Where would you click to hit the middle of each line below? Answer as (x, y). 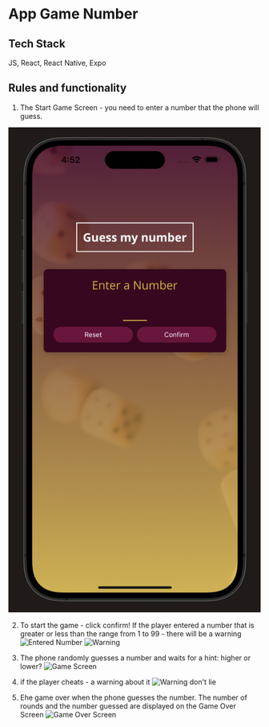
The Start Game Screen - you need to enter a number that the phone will (139, 107)
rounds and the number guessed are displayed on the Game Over (128, 706)
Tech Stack (37, 44)
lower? (31, 667)
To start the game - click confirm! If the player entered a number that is (137, 625)
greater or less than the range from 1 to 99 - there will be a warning (130, 634)
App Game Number (73, 14)
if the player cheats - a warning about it (85, 682)
